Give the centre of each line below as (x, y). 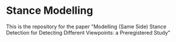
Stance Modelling (50, 11)
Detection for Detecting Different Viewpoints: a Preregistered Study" (88, 32)
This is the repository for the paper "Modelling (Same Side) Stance (86, 26)
